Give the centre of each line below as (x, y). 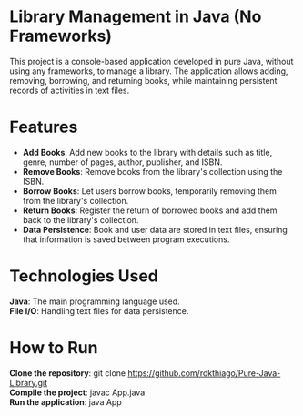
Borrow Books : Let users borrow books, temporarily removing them (150, 191)
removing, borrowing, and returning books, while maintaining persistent (143, 80)
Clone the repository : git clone (67, 373)
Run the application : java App (66, 401)
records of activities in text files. (70, 90)
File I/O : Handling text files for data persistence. (99, 310)
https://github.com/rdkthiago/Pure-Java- (204, 373)
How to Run (54, 348)
